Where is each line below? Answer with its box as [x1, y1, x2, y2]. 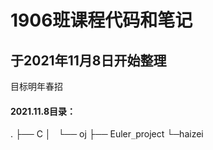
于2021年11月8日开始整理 [10, 52, 167, 69]
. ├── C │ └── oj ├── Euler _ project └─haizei [10, 128, 204, 140]
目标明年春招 [10, 81, 63, 92]
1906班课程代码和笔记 [10, 9, 193, 32]
